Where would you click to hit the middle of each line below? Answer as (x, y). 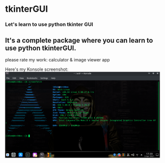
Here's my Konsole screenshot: (37, 69)
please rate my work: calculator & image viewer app (57, 59)
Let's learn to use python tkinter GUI (49, 25)
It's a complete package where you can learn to (79, 40)
